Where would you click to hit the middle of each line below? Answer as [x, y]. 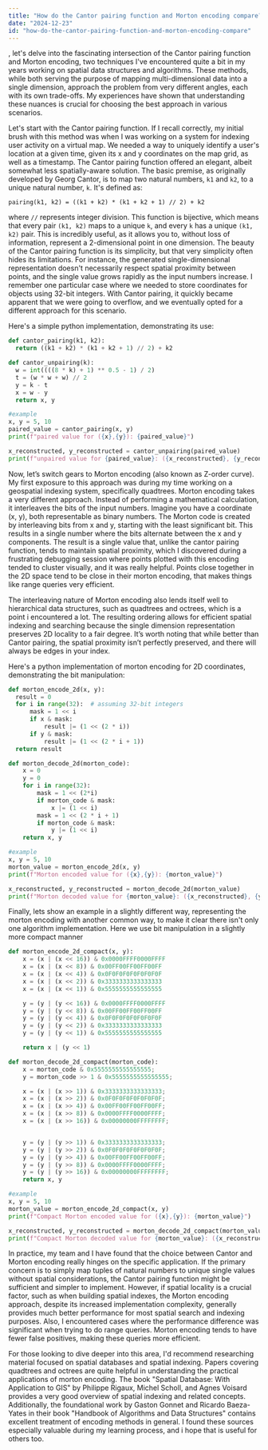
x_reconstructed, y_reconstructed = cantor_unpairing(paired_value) [124, 451]
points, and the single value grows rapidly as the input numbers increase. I [130, 277]
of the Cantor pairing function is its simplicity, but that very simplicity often [131, 251]
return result [39, 749]
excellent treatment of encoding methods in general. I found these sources [131, 1422]
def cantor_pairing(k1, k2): [57, 341]
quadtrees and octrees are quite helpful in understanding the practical [124, 1371]
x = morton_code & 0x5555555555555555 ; [89, 1069]
